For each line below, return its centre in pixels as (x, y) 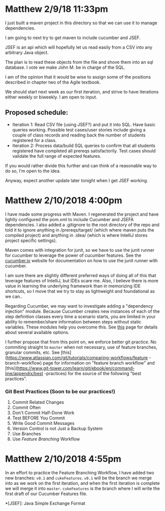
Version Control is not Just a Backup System (57, 428)
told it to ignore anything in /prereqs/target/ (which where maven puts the (80, 230)
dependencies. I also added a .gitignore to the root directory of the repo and (82, 225)
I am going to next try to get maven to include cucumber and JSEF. (73, 38)
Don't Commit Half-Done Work (43, 413)
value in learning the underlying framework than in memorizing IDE (73, 286)
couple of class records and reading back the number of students (79, 135)
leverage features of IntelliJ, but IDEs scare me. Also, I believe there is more (82, 280)
